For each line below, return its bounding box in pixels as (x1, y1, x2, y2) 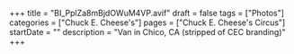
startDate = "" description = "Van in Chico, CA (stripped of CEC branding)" (9, 27, 286, 37)
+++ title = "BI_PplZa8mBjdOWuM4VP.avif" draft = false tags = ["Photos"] (9, 8, 285, 18)
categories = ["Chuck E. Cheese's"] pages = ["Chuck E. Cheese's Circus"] (9, 17, 286, 28)
